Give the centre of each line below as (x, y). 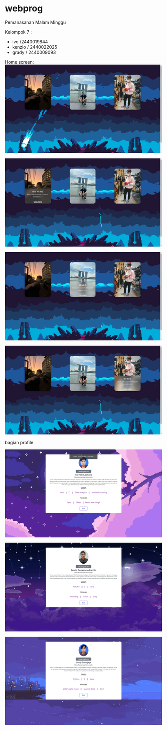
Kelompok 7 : (19, 32)
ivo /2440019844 (30, 42)
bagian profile (19, 442)
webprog (24, 9)
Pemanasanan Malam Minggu (36, 22)
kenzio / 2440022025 (35, 47)
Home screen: (20, 62)
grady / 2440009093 (34, 52)
